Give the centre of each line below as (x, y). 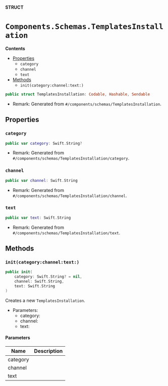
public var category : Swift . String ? (44, 143)
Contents (15, 48)
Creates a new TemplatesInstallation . (45, 300)
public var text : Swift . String (38, 218)
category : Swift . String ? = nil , (48, 277)
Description (48, 351)
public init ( (19, 272)
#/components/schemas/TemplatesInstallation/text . (66, 233)
